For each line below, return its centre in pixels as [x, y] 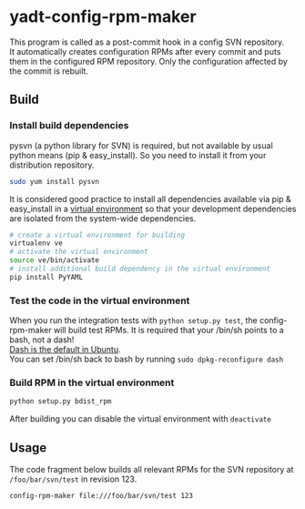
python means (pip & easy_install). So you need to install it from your [138, 155]
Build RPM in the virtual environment [92, 382]
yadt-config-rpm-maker [103, 17]
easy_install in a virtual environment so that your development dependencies [153, 209]
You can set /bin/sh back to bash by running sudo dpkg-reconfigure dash [147, 359]
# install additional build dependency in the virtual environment [140, 269]
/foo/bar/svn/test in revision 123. [73, 479]
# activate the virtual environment [79, 252]
